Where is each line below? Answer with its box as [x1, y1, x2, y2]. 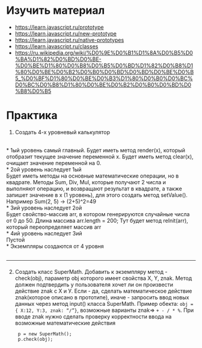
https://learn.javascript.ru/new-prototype [14, 30, 117, 37]
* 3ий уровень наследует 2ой [6, 204, 82, 211]
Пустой [6, 236, 25, 243]
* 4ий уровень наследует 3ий [6, 229, 82, 237]
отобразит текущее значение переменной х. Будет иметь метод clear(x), [6, 153, 194, 160]
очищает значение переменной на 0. [6, 159, 102, 166]
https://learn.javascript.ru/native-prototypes [14, 36, 124, 43]
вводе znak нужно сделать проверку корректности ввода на [14, 313, 172, 320]
